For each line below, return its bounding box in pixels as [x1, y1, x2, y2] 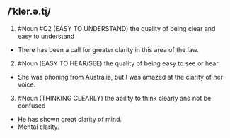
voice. [17, 80, 36, 89]
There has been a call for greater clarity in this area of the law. [17, 45, 200, 54]
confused [17, 101, 46, 110]
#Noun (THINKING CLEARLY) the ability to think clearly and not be [17, 94, 212, 102]
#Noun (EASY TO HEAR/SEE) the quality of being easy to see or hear [17, 59, 219, 68]
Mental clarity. [17, 123, 59, 131]
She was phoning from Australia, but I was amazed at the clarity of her [17, 73, 224, 81]
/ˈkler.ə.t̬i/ [7, 6, 52, 18]
